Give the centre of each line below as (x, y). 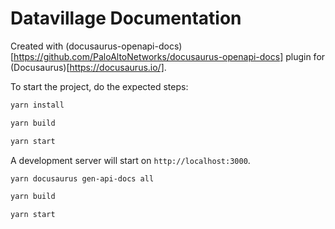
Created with (37, 46)
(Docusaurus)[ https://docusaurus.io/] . (88, 67)
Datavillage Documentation (126, 18)
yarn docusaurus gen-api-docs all (82, 178)
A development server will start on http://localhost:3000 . (130, 160)
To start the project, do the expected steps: (99, 86)
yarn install (37, 105)
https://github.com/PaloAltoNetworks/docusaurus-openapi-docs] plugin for (169, 56)
